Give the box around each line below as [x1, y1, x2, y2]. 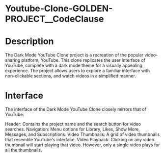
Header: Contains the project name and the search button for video [5, 121, 141, 127]
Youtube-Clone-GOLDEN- [5, 3, 113, 14]
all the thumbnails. [5, 147, 42, 153]
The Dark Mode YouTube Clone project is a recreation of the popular [5, 52, 144, 58]
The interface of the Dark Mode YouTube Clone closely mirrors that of [5, 106, 146, 112]
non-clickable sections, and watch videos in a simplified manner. [5, 73, 136, 79]
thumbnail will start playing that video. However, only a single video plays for [5, 142, 160, 148]
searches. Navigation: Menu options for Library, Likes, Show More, [5, 126, 140, 132]
